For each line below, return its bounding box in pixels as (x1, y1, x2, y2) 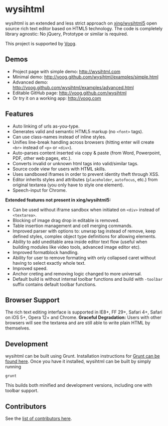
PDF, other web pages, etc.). (12, 155, 72, 161)
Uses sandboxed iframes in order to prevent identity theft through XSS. (12, 171, 159, 177)
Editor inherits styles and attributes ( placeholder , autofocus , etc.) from (12, 176, 158, 182)
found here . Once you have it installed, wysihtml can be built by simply (5, 358, 151, 365)
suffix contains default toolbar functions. (12, 281, 97, 287)
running (5, 364, 22, 370)
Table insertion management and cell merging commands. (12, 223, 133, 229)
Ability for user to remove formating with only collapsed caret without (12, 255, 156, 261)
